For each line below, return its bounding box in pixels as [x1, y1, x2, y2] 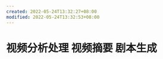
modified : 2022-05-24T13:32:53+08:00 [6, 14, 100, 20]
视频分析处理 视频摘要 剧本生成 [6, 41, 158, 55]
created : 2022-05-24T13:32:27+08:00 [6, 8, 97, 15]
